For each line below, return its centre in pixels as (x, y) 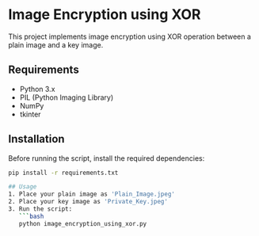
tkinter (30, 114)
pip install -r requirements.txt (63, 173)
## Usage (23, 187)
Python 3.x (37, 89)
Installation (36, 139)
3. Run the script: (40, 209)
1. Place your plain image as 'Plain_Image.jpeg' (92, 194)
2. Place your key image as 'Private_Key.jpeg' (88, 202)
